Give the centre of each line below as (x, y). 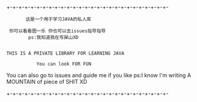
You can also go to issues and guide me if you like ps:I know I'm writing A (99, 75)
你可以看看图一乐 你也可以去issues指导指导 (57, 31)
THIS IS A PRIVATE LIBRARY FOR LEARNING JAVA (65, 53)
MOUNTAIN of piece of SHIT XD (47, 82)
